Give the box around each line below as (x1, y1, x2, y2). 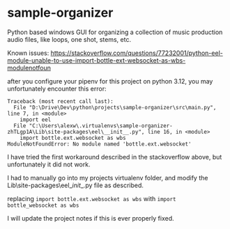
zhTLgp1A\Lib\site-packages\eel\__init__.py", (7, 128, 145, 135)
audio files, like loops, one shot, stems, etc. (7, 35, 131, 43)
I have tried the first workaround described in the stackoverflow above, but (7, 152, 222, 161)
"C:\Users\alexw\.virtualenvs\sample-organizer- (29, 122, 173, 129)
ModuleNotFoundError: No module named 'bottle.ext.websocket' (7, 141, 192, 148)
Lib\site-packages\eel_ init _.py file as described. (7, 181, 144, 189)
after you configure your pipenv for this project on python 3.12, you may (7, 77, 213, 85)
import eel (20, 116, 52, 123)
